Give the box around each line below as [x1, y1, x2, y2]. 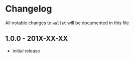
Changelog [5, 3, 52, 15]
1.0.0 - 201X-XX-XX [5, 34, 68, 43]
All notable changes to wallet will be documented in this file [5, 20, 129, 26]
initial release [12, 47, 40, 53]
